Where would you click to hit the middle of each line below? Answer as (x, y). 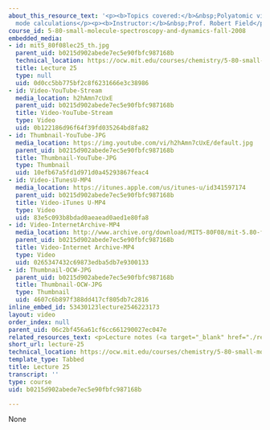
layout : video (32, 314)
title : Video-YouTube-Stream (64, 113)
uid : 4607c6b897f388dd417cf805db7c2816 (82, 300)
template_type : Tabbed (46, 360)
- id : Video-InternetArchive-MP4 (64, 225)
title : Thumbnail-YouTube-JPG (66, 158)
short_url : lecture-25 (46, 345)
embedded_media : (35, 38)
